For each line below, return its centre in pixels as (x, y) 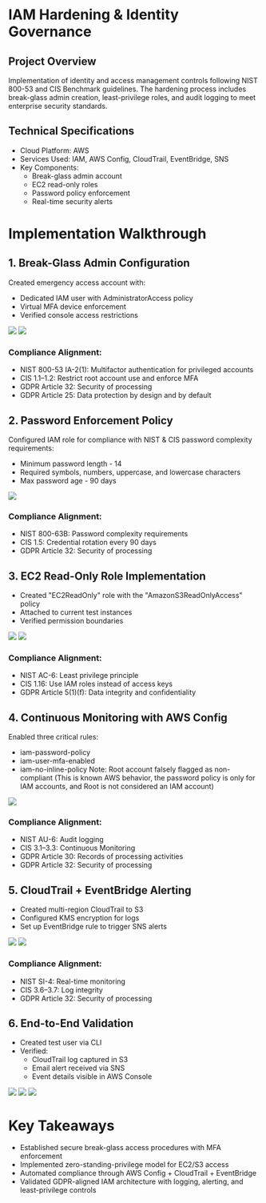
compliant (36, 778)
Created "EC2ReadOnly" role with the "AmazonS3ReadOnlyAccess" (131, 595)
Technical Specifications (71, 131)
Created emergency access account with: (77, 283)
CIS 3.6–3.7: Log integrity (62, 989)
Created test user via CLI (61, 1043)
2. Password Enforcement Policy (91, 421)
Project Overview (52, 61)
